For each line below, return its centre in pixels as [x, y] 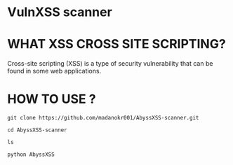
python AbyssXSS [31, 155]
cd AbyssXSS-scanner [38, 130]
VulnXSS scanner [60, 12]
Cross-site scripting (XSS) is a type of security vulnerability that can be [110, 64]
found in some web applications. [54, 71]
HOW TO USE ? [52, 99]
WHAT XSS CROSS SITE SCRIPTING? [116, 44]
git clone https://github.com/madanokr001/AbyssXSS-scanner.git [103, 118]
